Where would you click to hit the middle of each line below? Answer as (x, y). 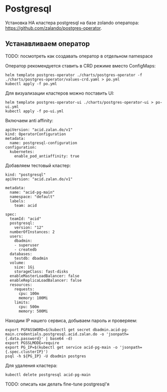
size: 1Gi (25, 267)
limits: (22, 302)
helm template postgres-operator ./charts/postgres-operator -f (74, 75)
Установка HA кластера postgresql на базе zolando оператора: (72, 23)
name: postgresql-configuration (44, 143)
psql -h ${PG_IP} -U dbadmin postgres (46, 356)
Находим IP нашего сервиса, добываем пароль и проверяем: (71, 321)
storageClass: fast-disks (41, 271)
